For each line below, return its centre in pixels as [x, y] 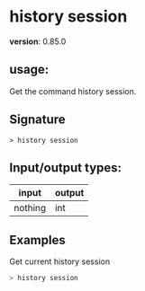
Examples [37, 240]
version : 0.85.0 [38, 41]
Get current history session [60, 261]
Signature [37, 120]
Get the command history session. [73, 91]
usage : [29, 70]
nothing [30, 208]
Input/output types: [66, 168]
